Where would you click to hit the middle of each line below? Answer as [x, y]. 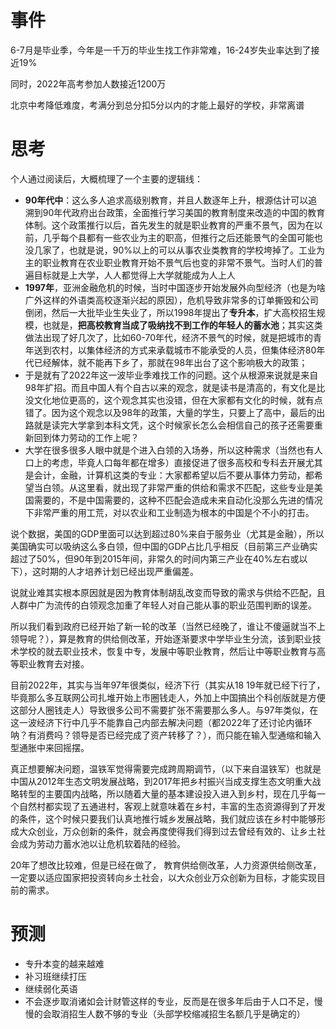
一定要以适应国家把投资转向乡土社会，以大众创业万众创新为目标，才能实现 [163, 877]
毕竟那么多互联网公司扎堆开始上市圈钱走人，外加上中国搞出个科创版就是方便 [168, 697]
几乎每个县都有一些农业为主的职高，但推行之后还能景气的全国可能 [178, 237]
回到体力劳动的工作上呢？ [86, 437]
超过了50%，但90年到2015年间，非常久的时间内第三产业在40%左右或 [155, 558]
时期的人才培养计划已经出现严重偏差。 [119, 571]
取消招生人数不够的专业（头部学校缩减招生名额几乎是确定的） [178, 1013]
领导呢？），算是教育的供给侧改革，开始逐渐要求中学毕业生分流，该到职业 [161, 638]
